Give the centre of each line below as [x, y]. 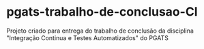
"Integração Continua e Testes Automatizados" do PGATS [87, 37]
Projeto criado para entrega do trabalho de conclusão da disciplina [100, 31]
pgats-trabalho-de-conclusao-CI [102, 12]
